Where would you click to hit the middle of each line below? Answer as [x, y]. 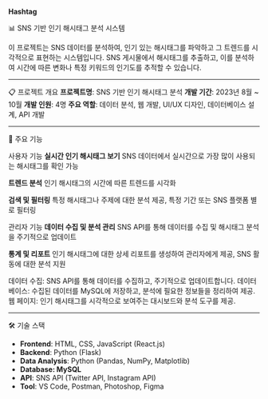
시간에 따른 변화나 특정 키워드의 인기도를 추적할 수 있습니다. [109, 68]
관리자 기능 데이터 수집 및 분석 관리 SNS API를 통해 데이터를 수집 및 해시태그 [126, 227]
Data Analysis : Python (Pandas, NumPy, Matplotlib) [104, 361]
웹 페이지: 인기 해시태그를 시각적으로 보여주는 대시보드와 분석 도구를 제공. [122, 301]
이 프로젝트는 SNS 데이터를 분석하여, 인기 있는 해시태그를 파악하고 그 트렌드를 [129, 48]
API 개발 [32, 114]
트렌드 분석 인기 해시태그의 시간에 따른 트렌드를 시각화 [93, 183]
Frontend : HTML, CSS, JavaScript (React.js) [93, 344]
